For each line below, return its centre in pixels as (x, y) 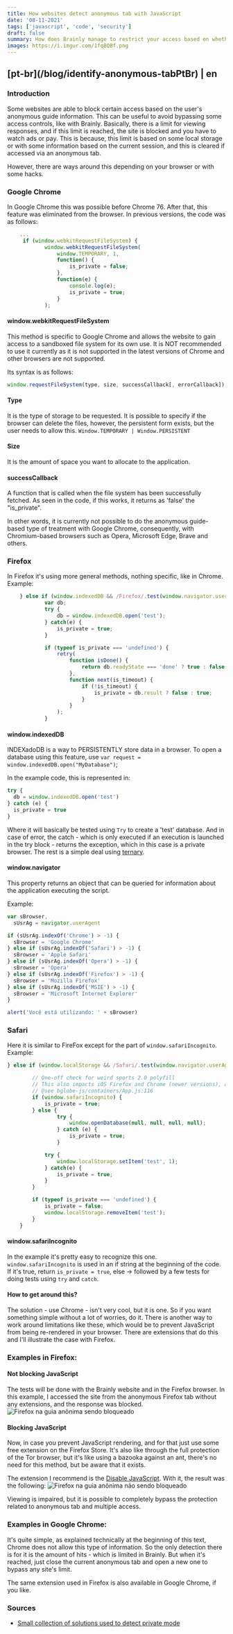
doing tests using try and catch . (53, 1279)
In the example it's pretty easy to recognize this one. (82, 1257)
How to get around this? (42, 1295)
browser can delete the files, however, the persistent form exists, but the (111, 423)
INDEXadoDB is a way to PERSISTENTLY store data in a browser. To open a (114, 750)
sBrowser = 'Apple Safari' (52, 955)
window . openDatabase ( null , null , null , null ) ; (138, 1123)
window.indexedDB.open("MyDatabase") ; (62, 764)
